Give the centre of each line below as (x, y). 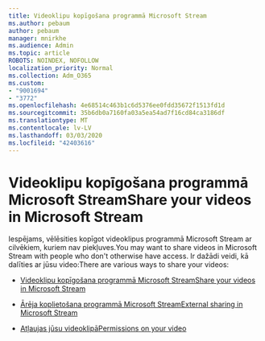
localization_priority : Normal (61, 68)
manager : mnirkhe (37, 38)
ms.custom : (27, 83)
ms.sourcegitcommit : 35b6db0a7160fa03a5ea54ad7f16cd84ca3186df (117, 113)
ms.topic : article (39, 53)
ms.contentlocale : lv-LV (50, 128)
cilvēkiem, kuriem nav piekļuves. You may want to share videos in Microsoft (133, 248)
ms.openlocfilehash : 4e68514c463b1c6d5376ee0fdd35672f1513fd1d (117, 105)
